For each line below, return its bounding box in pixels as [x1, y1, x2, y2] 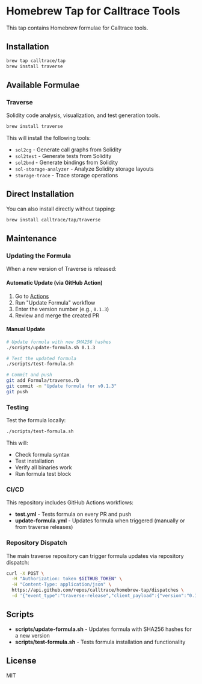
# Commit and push [6, 372, 52, 378]
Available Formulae [6, 80, 80, 90]
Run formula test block [14, 470, 72, 478]
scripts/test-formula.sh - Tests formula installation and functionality [14, 638, 186, 645]
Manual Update [6, 326, 46, 333]
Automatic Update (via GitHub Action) [6, 279, 103, 287]
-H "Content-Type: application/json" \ [11, 581, 112, 587]
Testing [6, 403, 29, 411]
